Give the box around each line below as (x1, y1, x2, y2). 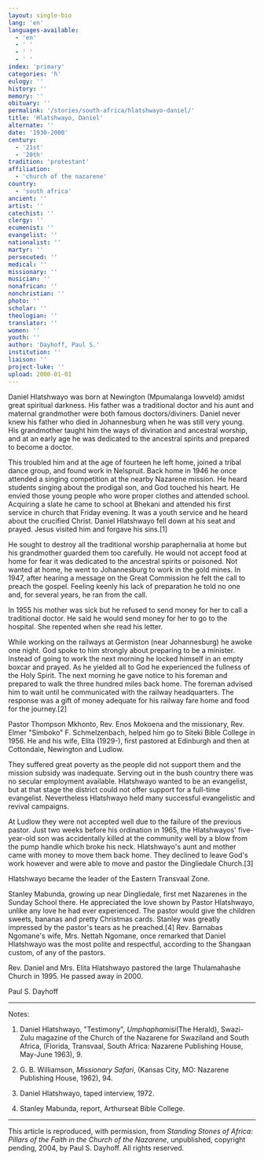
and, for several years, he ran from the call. (8, 590, 148, 599)
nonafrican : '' (8, 283, 58, 291)
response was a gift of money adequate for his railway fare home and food (8, 695, 250, 705)
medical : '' (8, 261, 47, 269)
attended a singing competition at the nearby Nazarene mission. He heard (8, 474, 247, 484)
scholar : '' (8, 304, 47, 312)
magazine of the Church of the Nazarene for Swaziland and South (35, 1032, 250, 1042)
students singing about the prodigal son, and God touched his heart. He (8, 482, 240, 492)
